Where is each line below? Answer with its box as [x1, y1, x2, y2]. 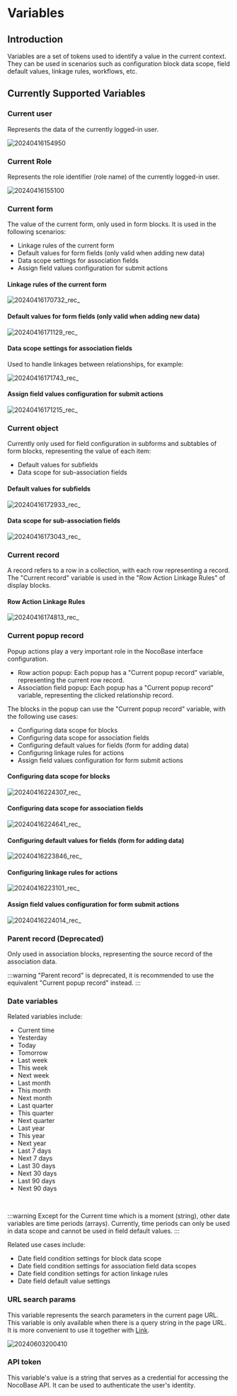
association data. [7, 957, 57, 966]
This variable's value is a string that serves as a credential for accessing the [7, 1373, 229, 1382]
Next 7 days [17, 1154, 53, 1163]
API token [7, 1357, 42, 1367]
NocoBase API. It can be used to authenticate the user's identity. [7, 1380, 196, 1389]
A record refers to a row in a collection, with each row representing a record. [7, 566, 231, 575]
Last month [17, 1079, 51, 1088]
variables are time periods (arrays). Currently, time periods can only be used [7, 1219, 230, 1228]
